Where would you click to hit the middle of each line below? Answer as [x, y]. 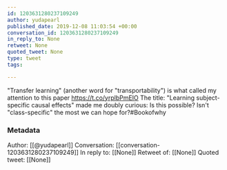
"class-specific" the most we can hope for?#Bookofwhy [87, 112]
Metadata [23, 130]
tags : [15, 65]
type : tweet [24, 59]
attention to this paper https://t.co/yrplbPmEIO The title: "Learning [101, 98]
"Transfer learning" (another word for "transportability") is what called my [112, 90]
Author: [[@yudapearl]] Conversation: [61, 145]
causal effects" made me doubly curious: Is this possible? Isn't [120, 105]
